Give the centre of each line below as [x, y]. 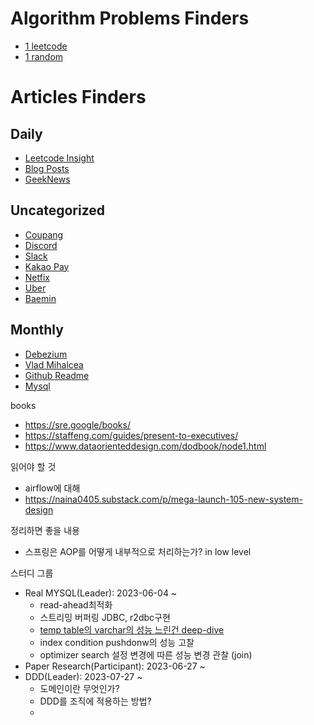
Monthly [37, 330]
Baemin [40, 298]
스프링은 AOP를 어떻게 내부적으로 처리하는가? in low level [138, 551]
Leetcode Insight [59, 158]
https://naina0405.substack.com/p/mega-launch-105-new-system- [163, 499]
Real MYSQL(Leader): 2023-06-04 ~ [101, 593]
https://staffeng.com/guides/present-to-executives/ [131, 435]
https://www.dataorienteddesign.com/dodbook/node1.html [145, 446]
